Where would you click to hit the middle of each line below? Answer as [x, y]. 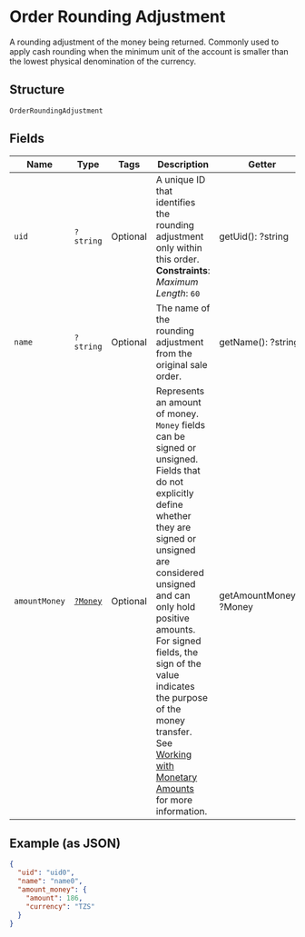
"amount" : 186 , [54, 898]
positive [173, 618]
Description [183, 164]
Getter [262, 164]
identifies [176, 202]
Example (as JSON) [65, 843]
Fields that [178, 470]
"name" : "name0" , [50, 882]
